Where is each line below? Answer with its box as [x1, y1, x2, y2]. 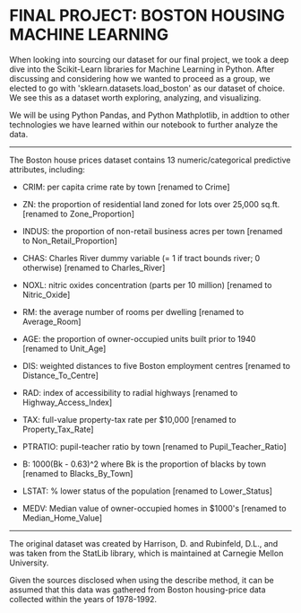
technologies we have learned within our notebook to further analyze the [9, 118, 279, 130]
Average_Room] [21, 316, 82, 327]
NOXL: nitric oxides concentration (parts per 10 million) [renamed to [21, 279, 272, 290]
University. [9, 557, 49, 568]
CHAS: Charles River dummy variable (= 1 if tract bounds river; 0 [21, 252, 261, 263]
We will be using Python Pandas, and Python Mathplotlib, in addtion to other [9, 109, 290, 120]
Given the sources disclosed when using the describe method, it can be [9, 574, 275, 585]
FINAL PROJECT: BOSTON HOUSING [9, 5, 285, 26]
